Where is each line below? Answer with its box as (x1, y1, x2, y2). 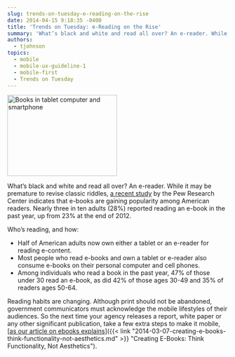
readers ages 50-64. (17, 283, 78, 292)
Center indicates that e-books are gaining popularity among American (7, 197, 210, 206)
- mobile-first (13, 69, 58, 76)
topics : (7, 50, 30, 57)
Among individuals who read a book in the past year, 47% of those (17, 269, 210, 277)
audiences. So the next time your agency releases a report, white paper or (7, 312, 222, 321)
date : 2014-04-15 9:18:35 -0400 (7, 17, 102, 24)
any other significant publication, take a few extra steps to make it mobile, (7, 320, 221, 328)
